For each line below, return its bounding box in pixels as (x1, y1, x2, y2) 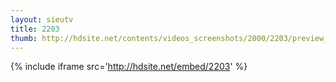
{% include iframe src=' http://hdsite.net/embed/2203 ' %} (10, 61, 248, 73)
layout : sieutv (10, 14, 74, 25)
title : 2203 (10, 24, 60, 34)
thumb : (10, 33, 38, 43)
